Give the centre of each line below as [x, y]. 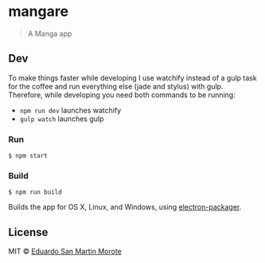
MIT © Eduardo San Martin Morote [65, 251]
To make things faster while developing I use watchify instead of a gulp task [132, 77]
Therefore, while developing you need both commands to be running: [122, 95]
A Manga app [50, 33]
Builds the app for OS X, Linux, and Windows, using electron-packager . [125, 207]
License [28, 232]
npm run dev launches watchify [70, 110]
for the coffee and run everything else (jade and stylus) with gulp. [116, 86]
